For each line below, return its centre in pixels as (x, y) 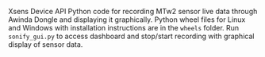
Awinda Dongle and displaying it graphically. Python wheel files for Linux (127, 20)
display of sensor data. (46, 45)
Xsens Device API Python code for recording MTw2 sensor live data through (133, 11)
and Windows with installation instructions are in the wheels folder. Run (124, 28)
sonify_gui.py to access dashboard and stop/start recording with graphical (131, 36)
